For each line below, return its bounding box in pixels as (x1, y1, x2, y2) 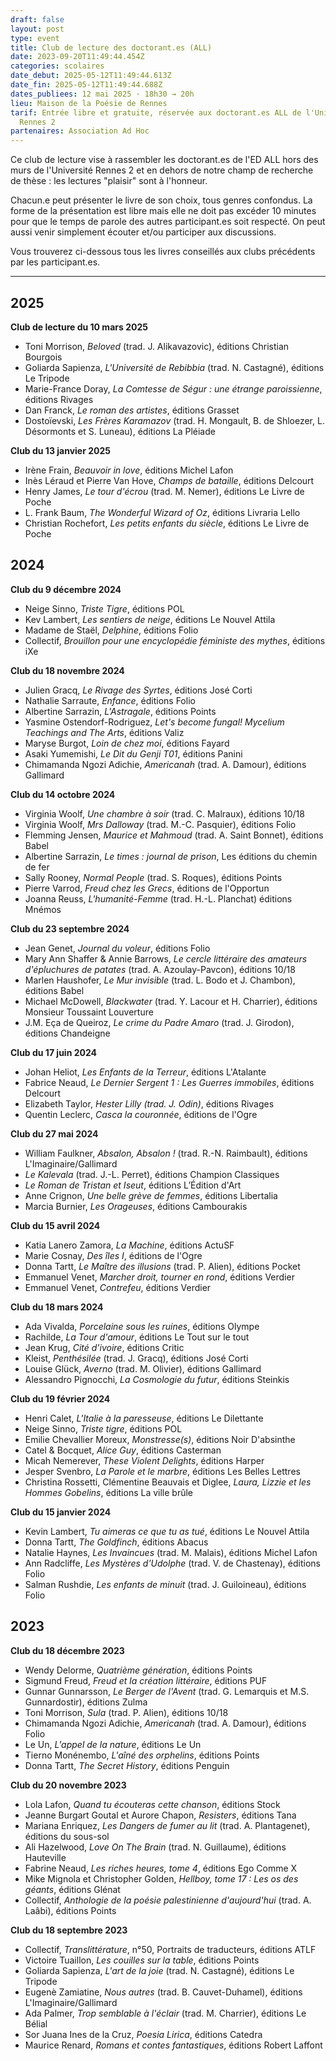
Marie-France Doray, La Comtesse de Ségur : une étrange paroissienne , (24, 382, 323, 395)
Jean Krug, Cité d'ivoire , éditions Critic (24, 1341, 185, 1353)
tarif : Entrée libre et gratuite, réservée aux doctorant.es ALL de (10, 107, 302, 118)
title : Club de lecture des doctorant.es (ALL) (10, 42, 213, 53)
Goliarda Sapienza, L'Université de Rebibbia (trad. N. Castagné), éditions (24, 361, 325, 373)
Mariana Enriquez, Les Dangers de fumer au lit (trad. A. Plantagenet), (24, 1819, 311, 1831)
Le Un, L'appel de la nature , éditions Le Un (24, 1738, 202, 1750)
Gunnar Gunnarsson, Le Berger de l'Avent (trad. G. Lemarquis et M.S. (24, 1685, 310, 1697)
